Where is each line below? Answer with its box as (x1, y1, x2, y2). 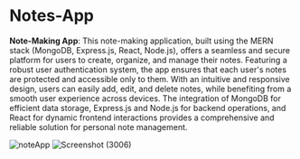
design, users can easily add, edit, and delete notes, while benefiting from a (9, 83, 292, 94)
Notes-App (9, 5, 95, 26)
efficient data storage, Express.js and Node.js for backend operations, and (9, 102, 286, 113)
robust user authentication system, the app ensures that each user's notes (9, 64, 287, 75)
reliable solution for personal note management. (9, 121, 188, 132)
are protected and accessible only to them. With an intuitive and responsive (9, 73, 291, 84)
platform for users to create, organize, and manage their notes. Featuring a (9, 54, 287, 65)
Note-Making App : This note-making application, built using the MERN (9, 35, 274, 46)
